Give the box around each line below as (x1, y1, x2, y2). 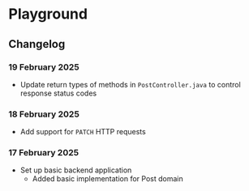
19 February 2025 (8, 62, 79, 73)
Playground (8, 5, 88, 23)
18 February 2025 (8, 108, 79, 120)
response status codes (19, 88, 97, 98)
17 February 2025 (8, 147, 79, 159)
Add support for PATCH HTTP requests (19, 127, 146, 137)
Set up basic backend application (19, 165, 132, 175)
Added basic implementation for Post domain (32, 174, 184, 184)
